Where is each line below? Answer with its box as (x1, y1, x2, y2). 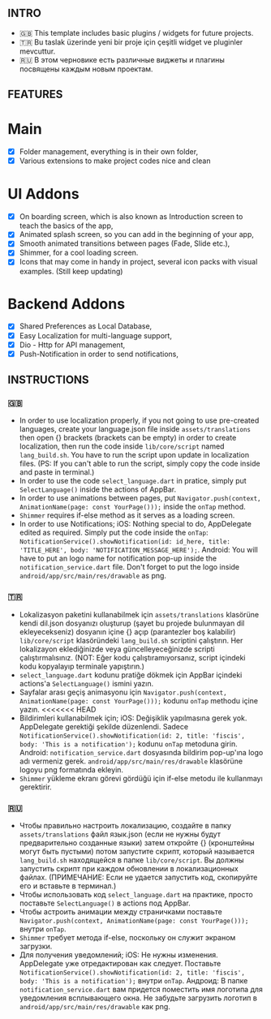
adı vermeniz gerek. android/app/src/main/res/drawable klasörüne (19, 756, 243, 766)
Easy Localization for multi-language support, (19, 330, 172, 340)
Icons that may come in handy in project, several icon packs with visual (19, 257, 258, 267)
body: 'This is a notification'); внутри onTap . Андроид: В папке (19, 975, 248, 985)
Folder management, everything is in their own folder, (19, 147, 199, 157)
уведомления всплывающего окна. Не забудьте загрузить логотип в (19, 993, 257, 1003)
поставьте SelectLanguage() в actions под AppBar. (19, 898, 191, 908)
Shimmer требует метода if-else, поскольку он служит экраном (19, 932, 236, 942)
